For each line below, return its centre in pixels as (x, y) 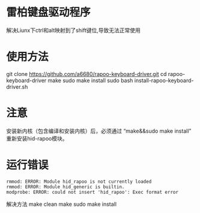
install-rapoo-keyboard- (164, 80)
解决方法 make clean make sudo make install (62, 204)
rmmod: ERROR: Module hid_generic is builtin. (65, 187)
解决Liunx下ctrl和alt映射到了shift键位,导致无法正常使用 (74, 30)
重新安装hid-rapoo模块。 (37, 138)
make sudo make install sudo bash (90, 80)
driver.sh (17, 87)
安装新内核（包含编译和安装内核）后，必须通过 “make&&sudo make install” (99, 131)
